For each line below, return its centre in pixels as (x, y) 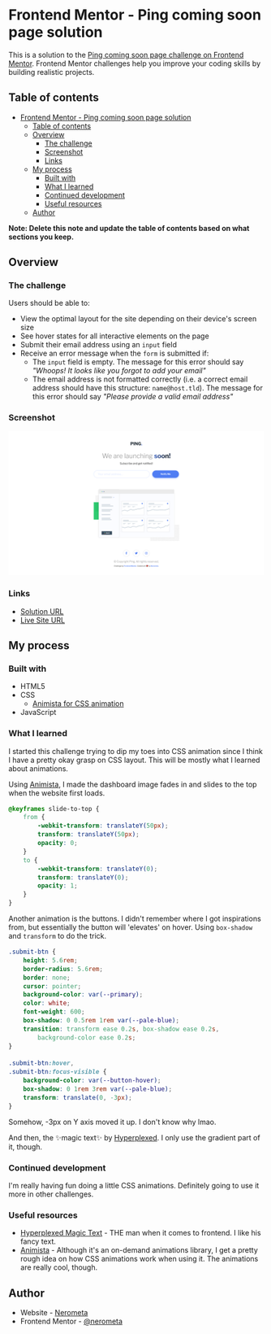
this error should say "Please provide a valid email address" (133, 397)
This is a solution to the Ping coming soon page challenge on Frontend (126, 54)
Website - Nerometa (54, 1313)
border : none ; (47, 978)
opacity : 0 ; (58, 844)
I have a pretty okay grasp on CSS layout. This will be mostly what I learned (134, 760)
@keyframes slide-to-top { (54, 809)
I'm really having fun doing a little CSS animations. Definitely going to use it (134, 1185)
